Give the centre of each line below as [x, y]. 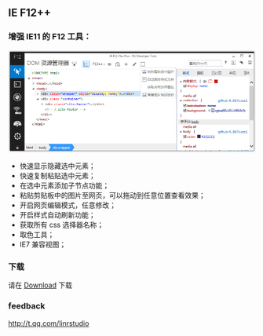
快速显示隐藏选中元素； [57, 166]
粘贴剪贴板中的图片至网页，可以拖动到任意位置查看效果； [112, 195]
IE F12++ [29, 13]
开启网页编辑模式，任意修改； [68, 205]
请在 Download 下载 [40, 285]
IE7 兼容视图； [43, 245]
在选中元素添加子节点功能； [64, 186]
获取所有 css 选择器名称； [62, 225]
